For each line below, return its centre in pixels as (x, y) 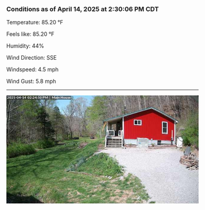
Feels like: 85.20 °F (31, 34)
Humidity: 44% (25, 46)
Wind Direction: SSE (31, 58)
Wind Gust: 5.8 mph (31, 82)
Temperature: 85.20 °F (35, 23)
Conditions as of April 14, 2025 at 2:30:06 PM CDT (83, 9)
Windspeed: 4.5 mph (33, 69)
